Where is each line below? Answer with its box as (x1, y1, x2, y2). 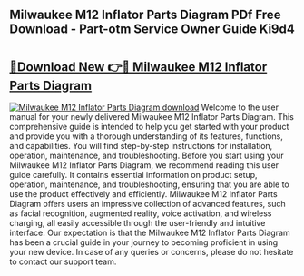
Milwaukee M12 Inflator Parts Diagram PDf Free (9, 7, 281, 23)
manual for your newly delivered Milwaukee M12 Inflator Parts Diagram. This (9, 112, 295, 122)
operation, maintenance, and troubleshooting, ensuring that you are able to (9, 179, 290, 190)
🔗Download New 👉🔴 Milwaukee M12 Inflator (9, 59, 268, 74)
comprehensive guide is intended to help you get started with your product (9, 122, 289, 132)
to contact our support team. (9, 256, 117, 267)
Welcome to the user (201, 102, 279, 113)
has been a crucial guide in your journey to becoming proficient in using (9, 237, 279, 248)
